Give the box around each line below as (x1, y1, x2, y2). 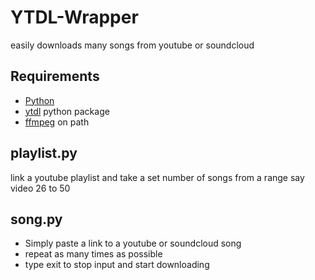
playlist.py (10, 145, 78, 162)
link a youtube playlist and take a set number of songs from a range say (10, 171, 305, 183)
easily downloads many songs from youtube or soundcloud (10, 39, 255, 51)
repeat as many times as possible (24, 248, 163, 260)
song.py (10, 211, 63, 228)
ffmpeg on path (24, 116, 90, 128)
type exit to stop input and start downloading (24, 259, 210, 271)
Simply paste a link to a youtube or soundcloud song (24, 237, 242, 250)
